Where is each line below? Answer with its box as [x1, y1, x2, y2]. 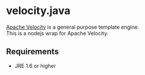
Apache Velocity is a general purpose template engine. [6, 23, 140, 30]
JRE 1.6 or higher [14, 62, 56, 69]
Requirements [6, 47, 59, 57]
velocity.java [6, 4, 71, 18]
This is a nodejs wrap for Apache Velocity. [6, 29, 109, 36]
